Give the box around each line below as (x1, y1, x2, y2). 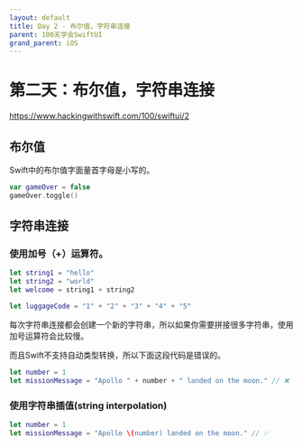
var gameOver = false (9, 182, 91, 191)
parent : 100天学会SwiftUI (9, 30, 103, 39)
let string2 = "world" (9, 277, 95, 286)
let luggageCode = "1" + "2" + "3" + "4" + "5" (9, 302, 192, 312)
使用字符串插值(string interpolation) (9, 399, 168, 412)
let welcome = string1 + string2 (9, 285, 135, 294)
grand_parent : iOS (9, 38, 78, 48)
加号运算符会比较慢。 (9, 331, 88, 341)
